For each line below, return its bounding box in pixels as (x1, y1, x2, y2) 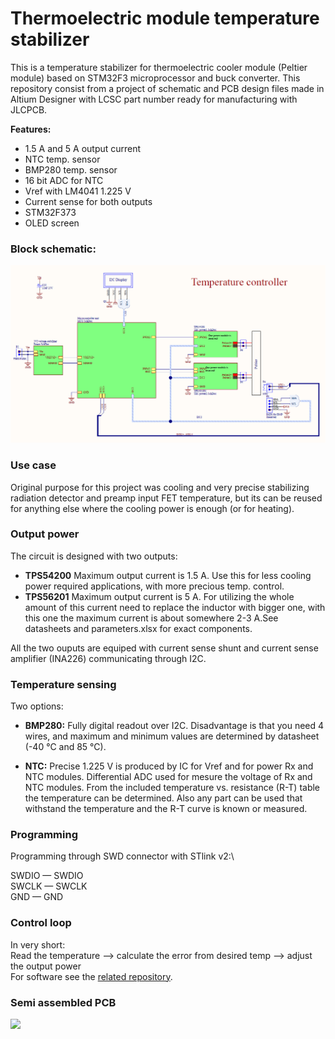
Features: (10, 123, 52, 135)
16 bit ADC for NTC (24, 174, 104, 186)
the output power (10, 960, 82, 972)
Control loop (10, 916, 72, 930)
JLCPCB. (10, 103, 48, 116)
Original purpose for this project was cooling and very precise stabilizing (10, 481, 310, 493)
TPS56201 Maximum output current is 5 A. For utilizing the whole (24, 590, 295, 602)
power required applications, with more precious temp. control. (24, 580, 285, 592)
